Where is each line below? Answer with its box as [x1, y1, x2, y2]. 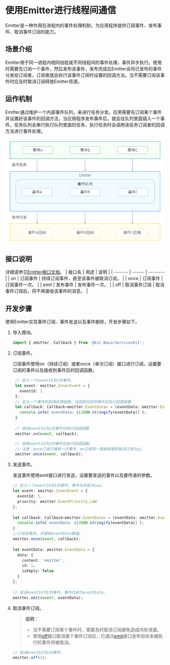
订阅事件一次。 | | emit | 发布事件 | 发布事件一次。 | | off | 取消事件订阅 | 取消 [5, 282, 164, 288]
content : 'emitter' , [22, 558, 65, 563]
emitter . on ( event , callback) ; [15, 431, 79, 436]
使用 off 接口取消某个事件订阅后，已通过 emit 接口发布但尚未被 [32, 633, 159, 639]
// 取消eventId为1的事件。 [12, 650, 64, 655]
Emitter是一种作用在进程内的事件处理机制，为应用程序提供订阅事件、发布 [5, 22, 158, 28]
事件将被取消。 [41, 639, 73, 645]
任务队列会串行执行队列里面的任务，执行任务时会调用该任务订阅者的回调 [14, 122, 165, 128]
